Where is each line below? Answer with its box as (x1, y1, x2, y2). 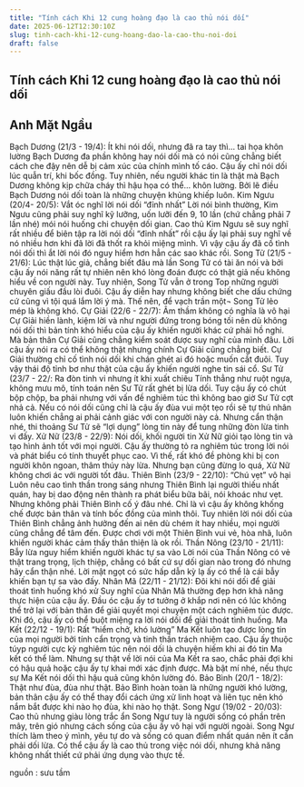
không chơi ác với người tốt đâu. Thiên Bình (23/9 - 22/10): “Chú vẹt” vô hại (9, 470, 291, 481)
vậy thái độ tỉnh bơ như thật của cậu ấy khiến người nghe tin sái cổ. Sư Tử (9, 364, 284, 374)
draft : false (9, 38, 59, 48)
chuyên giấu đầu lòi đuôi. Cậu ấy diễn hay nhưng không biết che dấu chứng (9, 286, 292, 297)
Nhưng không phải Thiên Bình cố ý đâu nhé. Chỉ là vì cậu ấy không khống (9, 499, 284, 510)
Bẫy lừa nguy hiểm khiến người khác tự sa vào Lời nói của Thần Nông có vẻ (9, 547, 290, 558)
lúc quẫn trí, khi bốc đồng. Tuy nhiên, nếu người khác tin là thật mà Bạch (9, 170, 279, 182)
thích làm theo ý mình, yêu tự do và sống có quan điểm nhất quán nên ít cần (9, 731, 294, 742)
